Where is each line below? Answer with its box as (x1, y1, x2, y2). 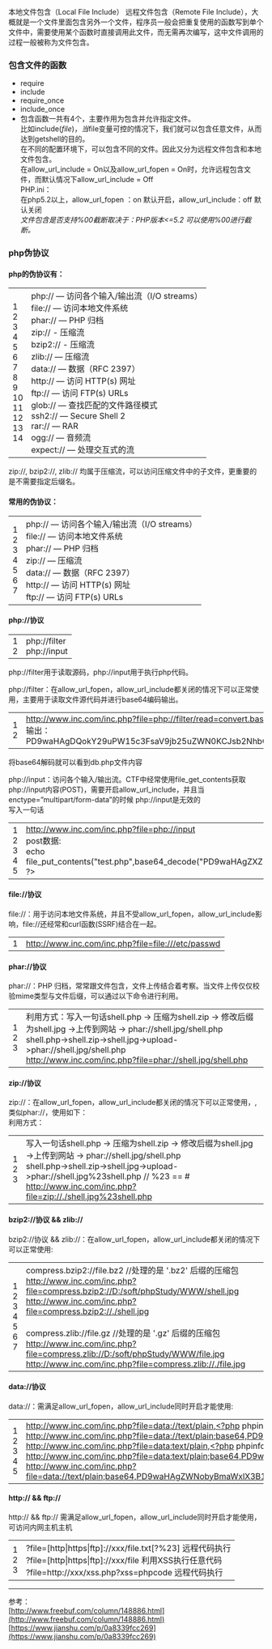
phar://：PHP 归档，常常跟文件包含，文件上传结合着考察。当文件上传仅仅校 (8, 981, 261, 991)
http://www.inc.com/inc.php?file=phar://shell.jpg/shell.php (25, 1055, 249, 1066)
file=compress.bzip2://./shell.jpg (25, 1306, 150, 1317)
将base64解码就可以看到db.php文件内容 (8, 757, 143, 767)
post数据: (25, 835, 62, 846)
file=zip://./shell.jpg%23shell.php (25, 1191, 152, 1202)
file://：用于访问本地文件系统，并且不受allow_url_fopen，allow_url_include (8, 909, 256, 919)
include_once (19, 104, 66, 114)
